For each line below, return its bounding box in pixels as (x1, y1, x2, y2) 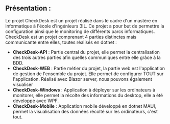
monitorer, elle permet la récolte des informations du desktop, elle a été (12, 92, 163, 98)
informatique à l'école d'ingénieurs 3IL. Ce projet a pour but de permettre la (5, 23, 164, 29)
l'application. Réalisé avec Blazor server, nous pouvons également (12, 76, 152, 82)
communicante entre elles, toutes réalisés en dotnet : (5, 39, 117, 45)
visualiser (12, 81, 33, 87)
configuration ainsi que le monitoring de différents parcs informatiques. (5, 28, 155, 35)
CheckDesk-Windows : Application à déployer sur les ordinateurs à (12, 86, 156, 93)
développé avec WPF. (12, 98, 59, 104)
